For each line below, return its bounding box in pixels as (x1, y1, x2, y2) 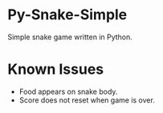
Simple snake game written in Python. (7, 32, 133, 42)
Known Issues (7, 60, 104, 79)
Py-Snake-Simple (7, 6, 128, 24)
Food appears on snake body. (18, 87, 118, 96)
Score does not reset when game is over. (18, 95, 156, 105)
